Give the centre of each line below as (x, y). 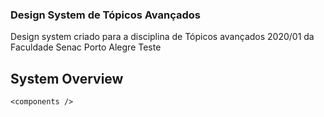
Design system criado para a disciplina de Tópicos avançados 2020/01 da (162, 37)
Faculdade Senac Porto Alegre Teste (86, 47)
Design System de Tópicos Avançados (105, 15)
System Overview (67, 78)
